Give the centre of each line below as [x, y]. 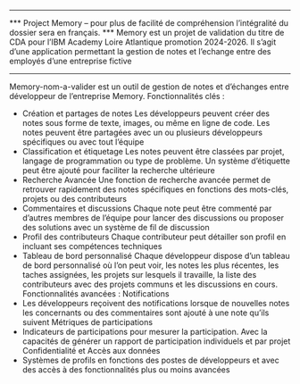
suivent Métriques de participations [87, 322]
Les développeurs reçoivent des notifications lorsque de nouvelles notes [156, 303]
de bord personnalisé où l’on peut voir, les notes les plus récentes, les [150, 265]
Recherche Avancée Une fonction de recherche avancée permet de [146, 180]
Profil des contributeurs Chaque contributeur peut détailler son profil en [154, 237]
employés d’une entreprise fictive [71, 61]
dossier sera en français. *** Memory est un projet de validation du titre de [147, 33]
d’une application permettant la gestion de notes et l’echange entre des [140, 51]
